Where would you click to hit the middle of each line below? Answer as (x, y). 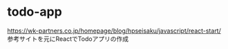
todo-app (35, 12)
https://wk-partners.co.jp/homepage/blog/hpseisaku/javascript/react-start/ (114, 31)
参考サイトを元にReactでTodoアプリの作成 (68, 39)
